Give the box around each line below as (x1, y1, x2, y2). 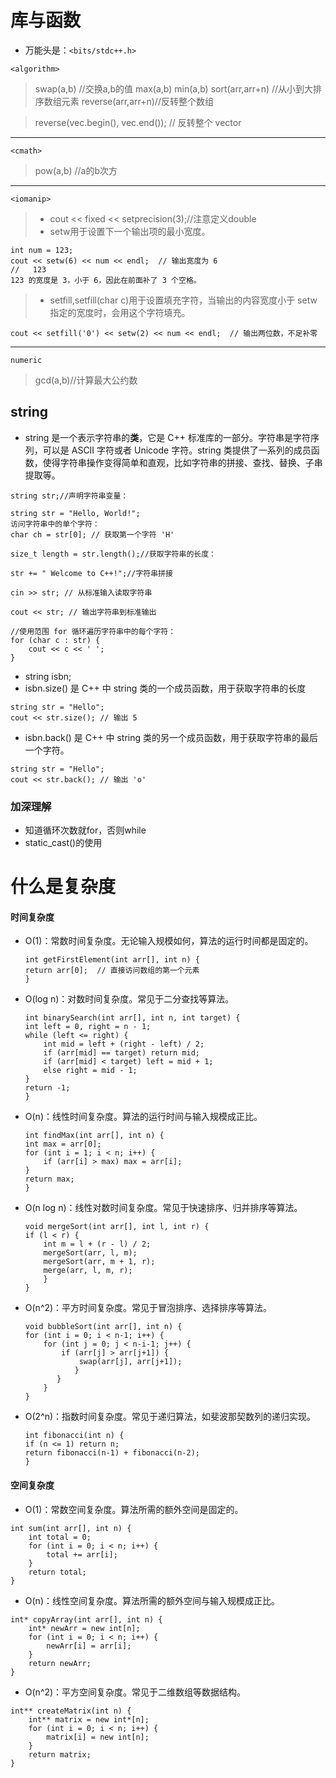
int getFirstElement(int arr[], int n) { (24, 955, 200, 965)
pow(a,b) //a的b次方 (34, 164, 118, 176)
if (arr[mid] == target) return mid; (43, 1048, 200, 1058)
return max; (24, 1174, 75, 1185)
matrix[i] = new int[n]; (46, 1732, 150, 1742)
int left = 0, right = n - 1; (24, 1022, 152, 1032)
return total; (28, 1567, 87, 1577)
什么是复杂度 (10, 876, 117, 898)
